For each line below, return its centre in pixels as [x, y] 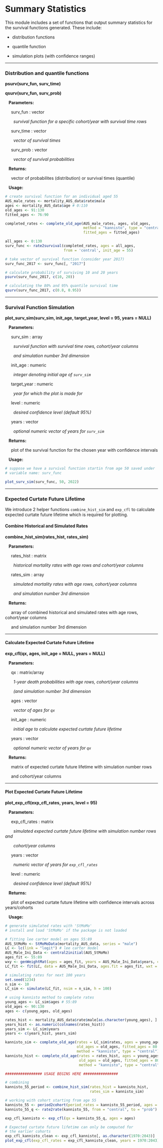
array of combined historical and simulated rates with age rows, [74, 612]
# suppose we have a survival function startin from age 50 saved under [80, 469]
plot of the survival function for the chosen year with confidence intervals [84, 450]
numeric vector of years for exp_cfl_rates [56, 864]
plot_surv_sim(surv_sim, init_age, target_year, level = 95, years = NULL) [78, 318]
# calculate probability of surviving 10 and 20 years [62, 272]
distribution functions [33, 37]
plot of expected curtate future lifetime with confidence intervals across [82, 902]
